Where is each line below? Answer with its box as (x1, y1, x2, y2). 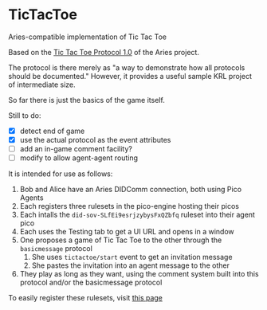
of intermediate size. (8, 80, 76, 89)
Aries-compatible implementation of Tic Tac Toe (8, 32, 167, 41)
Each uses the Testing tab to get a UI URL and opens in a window (19, 227, 234, 237)
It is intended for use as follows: (8, 169, 113, 179)
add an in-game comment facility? (19, 144, 133, 154)
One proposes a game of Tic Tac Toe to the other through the (19, 235, 222, 245)
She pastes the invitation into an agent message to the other (31, 261, 230, 270)
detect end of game (19, 126, 85, 135)
